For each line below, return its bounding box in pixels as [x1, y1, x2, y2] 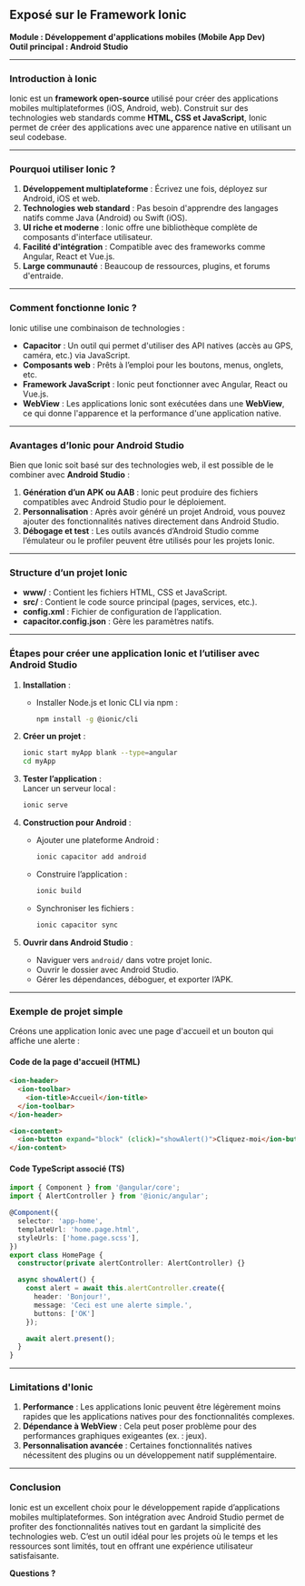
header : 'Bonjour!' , [33, 1292, 112, 1301]
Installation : [22, 679, 71, 690]
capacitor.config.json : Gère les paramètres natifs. [22, 616, 215, 627]
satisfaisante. [9, 1550, 59, 1561]
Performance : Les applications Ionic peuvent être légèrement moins [22, 1401, 281, 1412]
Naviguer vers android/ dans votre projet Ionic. [35, 954, 212, 965]
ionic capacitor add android [35, 852, 147, 862]
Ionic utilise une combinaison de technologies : [9, 322, 185, 333]
